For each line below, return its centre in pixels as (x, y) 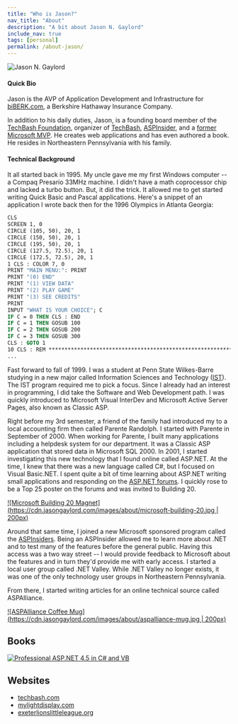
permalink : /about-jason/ (45, 47)
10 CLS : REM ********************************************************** (120, 349)
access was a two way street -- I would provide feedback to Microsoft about (119, 554)
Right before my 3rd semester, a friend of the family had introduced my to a (118, 421)
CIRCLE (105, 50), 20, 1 (44, 231)
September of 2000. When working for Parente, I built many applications (113, 436)
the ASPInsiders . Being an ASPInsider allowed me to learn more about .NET (117, 538)
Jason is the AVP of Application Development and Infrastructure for (106, 99)
